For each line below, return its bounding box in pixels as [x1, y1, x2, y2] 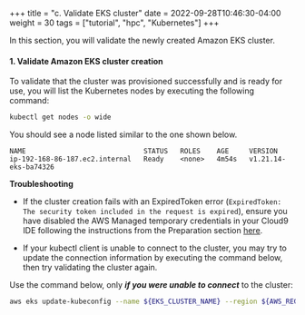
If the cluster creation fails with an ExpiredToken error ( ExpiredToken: [22, 196, 282, 207]
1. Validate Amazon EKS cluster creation [9, 55, 163, 66]
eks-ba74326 [9, 162, 54, 172]
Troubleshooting [9, 179, 74, 190]
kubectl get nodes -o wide [9, 113, 112, 122]
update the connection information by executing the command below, [22, 252, 283, 263]
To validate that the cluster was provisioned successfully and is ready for [9, 76, 283, 87]
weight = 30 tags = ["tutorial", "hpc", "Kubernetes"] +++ [9, 17, 220, 28]
